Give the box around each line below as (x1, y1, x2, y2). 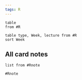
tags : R (5, 7, 21, 12)
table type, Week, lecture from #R (5, 33, 77, 38)
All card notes (5, 50, 48, 58)
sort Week (5, 37, 25, 42)
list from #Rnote (5, 63, 40, 68)
